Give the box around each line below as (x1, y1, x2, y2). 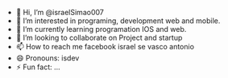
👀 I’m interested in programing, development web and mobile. (15, 16, 221, 25)
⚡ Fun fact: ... (15, 62, 60, 72)
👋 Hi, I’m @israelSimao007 (15, 8, 105, 17)
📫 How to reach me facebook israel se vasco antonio (15, 42, 195, 51)
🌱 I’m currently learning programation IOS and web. (15, 25, 187, 33)
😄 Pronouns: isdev (15, 53, 80, 63)
